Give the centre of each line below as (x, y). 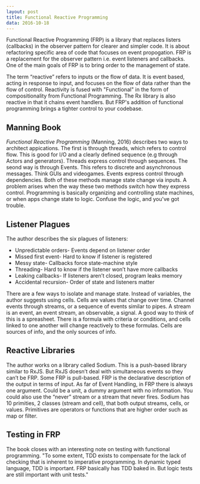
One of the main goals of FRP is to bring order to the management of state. (98, 65)
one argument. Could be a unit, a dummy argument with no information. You (99, 390)
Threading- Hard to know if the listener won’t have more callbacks (96, 269)
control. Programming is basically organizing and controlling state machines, (100, 193)
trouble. (16, 206)
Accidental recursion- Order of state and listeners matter (84, 282)
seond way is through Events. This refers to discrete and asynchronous (94, 168)
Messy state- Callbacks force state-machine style (76, 263)
